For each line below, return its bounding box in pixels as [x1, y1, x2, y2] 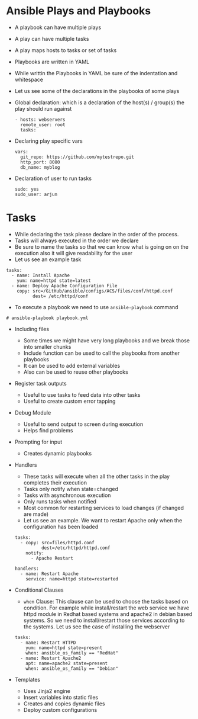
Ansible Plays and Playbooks [6, 4, 151, 18]
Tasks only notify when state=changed [23, 485, 119, 492]
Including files [14, 325, 49, 332]
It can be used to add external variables [23, 362, 121, 369]
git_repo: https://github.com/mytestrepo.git [20, 154, 134, 160]
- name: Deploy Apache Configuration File [11, 283, 118, 288]
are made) [23, 511, 49, 518]
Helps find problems [23, 426, 73, 434]
